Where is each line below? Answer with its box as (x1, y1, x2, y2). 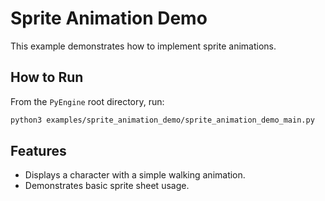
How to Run (10, 69, 84, 86)
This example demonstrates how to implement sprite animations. (10, 40, 277, 52)
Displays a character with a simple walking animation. (24, 169, 246, 181)
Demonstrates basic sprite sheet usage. (24, 180, 190, 192)
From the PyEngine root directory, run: (10, 95, 165, 107)
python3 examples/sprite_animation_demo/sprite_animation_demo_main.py (10, 115, 315, 125)
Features (10, 143, 67, 160)
